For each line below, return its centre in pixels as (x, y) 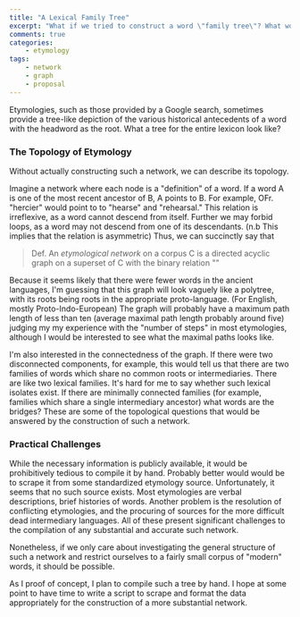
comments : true (37, 34)
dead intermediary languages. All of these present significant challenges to (147, 520)
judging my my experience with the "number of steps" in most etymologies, (148, 327)
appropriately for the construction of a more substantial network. (129, 603)
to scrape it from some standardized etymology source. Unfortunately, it (142, 483)
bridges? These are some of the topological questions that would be (135, 411)
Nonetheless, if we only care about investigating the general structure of (142, 547)
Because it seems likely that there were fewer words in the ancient (131, 280)
